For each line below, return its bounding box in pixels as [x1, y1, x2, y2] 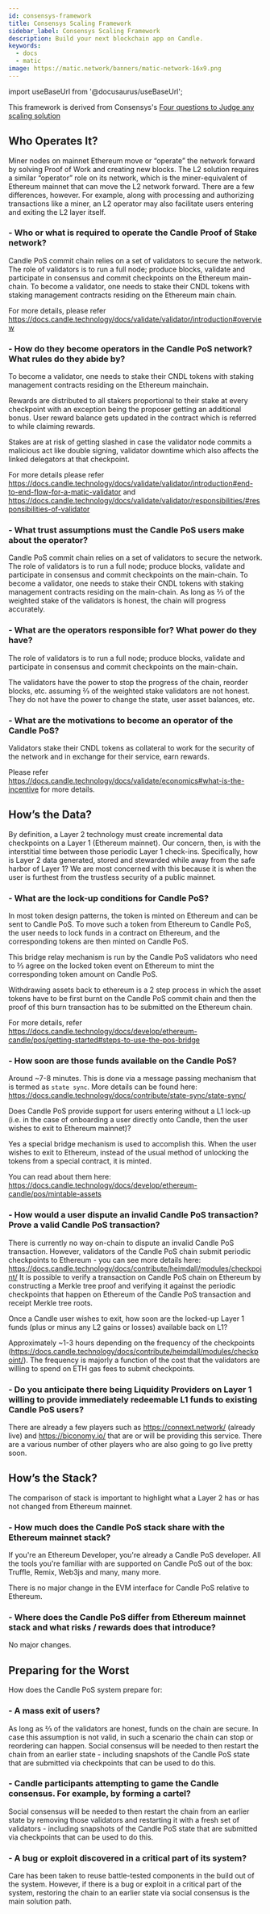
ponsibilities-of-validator [8, 504, 90, 514]
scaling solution [8, 111, 61, 120]
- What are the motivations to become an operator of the [8, 714, 234, 726]
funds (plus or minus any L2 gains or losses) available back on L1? [8, 1322, 228, 1331]
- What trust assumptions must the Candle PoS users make [8, 524, 245, 536]
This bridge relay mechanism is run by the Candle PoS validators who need [8, 953, 258, 962]
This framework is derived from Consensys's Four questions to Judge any [8, 102, 255, 111]
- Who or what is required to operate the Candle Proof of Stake [8, 227, 258, 238]
